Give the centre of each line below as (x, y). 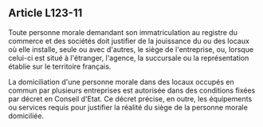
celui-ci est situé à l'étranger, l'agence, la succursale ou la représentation (129, 58)
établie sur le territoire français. (60, 66)
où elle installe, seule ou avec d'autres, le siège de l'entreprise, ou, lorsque (131, 49)
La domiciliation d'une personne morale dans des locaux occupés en (121, 81)
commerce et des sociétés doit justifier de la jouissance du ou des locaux (129, 41)
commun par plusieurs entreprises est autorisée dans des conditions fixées (132, 90)
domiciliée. (26, 116)
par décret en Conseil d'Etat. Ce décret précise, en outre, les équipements (130, 98)
